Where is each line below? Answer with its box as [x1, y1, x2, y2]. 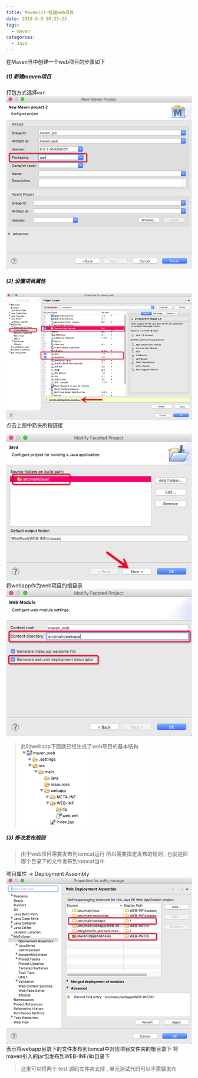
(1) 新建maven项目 [6, 73, 52, 80]
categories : [6, 34, 35, 41]
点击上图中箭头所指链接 [6, 422, 63, 429]
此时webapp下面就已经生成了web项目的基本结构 [20, 742, 138, 750]
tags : [6, 22, 19, 28]
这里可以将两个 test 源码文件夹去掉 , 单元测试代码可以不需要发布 [20, 1065, 177, 1072]
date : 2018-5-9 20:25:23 [6, 15, 67, 22]
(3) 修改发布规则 [6, 834, 46, 842]
